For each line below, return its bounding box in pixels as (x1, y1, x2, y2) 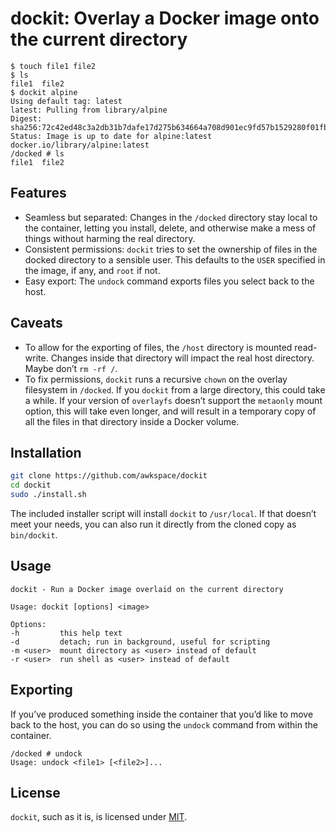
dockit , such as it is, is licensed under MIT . (10, 811, 188, 823)
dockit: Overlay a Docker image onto (10, 7, 320, 30)
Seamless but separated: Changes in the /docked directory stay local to (24, 211, 318, 223)
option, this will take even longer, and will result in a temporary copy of (24, 405, 317, 417)
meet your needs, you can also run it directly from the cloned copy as (10, 518, 297, 530)
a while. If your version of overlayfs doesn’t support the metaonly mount (24, 394, 323, 406)
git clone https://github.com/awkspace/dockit (10, 471, 208, 481)
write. (24, 352, 49, 364)
